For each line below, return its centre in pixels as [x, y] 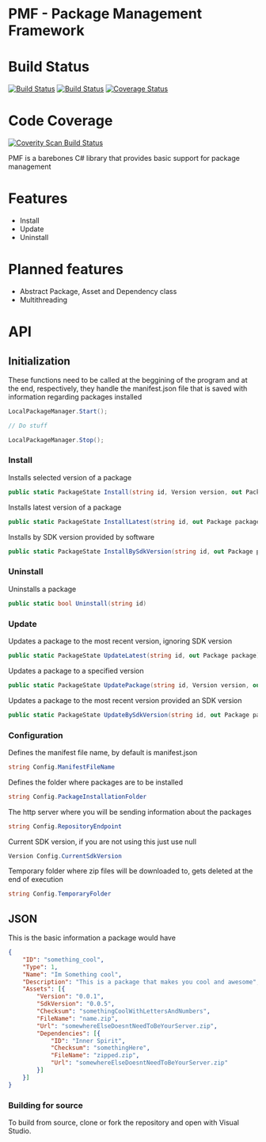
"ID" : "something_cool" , [63, 960]
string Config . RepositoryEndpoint [65, 826]
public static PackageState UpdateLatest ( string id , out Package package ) [134, 655]
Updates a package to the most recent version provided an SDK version [125, 700]
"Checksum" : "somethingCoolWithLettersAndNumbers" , [124, 1011]
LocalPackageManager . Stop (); [56, 440]
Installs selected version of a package [70, 477]
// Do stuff [28, 426]
